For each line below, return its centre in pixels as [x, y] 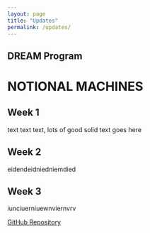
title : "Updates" [33, 21]
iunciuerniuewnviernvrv [42, 208]
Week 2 [24, 152]
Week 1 [23, 113]
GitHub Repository [34, 222]
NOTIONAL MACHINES [75, 86]
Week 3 [24, 191]
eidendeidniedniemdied [42, 169]
